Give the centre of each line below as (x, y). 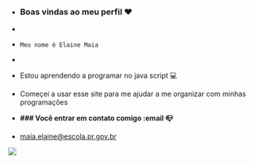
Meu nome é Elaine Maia (59, 45)
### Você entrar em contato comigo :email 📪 (96, 118)
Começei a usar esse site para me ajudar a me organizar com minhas (133, 94)
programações (44, 102)
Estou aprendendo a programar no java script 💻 (98, 76)
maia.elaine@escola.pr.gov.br (68, 136)
